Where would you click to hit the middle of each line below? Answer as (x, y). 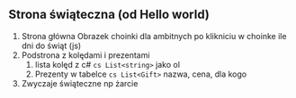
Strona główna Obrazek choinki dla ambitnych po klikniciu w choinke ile (154, 36)
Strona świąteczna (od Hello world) (109, 15)
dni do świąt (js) (51, 45)
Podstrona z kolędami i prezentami (85, 55)
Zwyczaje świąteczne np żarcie (80, 83)
